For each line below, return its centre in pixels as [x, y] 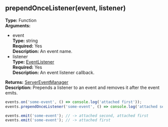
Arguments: [18, 25]
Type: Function [21, 20]
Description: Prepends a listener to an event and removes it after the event [82, 87]
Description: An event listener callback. [53, 72]
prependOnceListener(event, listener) [65, 8]
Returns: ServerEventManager [37, 82]
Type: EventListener [33, 61]
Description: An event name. [42, 51]
